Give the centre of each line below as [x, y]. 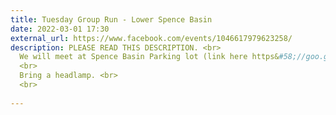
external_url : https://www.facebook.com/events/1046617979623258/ [151, 38]
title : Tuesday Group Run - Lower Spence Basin [111, 19]
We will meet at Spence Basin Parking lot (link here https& [149, 57]
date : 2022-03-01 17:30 [60, 29]
